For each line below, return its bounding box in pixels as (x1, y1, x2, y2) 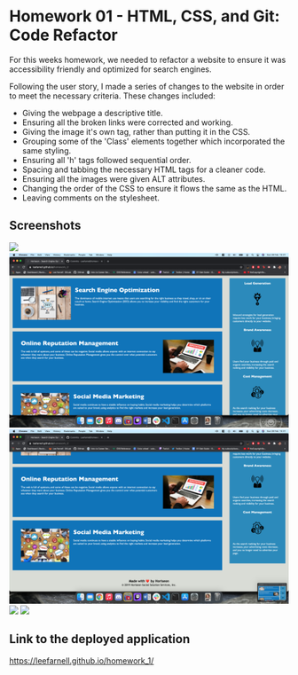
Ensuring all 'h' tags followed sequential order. (21, 154, 192, 165)
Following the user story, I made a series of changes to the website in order (9, 81, 285, 91)
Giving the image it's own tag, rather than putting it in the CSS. (21, 126, 251, 137)
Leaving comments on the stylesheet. (21, 192, 160, 203)
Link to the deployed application (9, 632, 191, 647)
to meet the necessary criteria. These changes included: (9, 90, 216, 101)
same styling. (21, 145, 72, 156)
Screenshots (9, 218, 82, 233)
